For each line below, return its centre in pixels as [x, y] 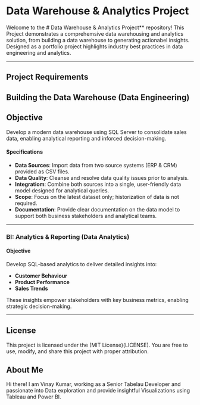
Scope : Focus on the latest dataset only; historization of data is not [97, 197]
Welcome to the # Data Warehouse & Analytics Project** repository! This [95, 27]
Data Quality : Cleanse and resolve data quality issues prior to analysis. [102, 177]
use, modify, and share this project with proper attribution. [77, 351]
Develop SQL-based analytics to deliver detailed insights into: [82, 264]
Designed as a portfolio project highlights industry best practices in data [95, 46]
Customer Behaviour [41, 276]
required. [26, 203]
